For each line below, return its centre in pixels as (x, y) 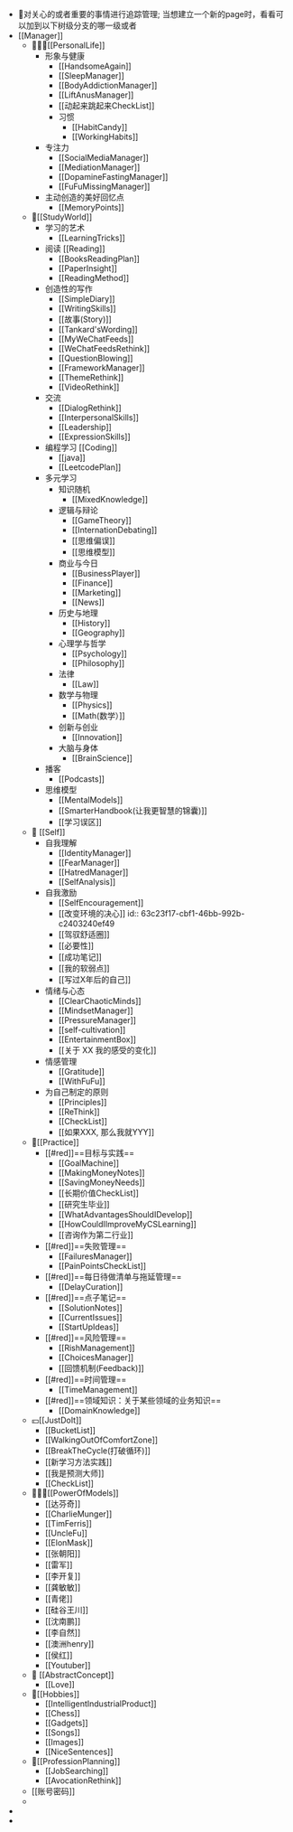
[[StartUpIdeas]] (89, 1327)
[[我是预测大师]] (74, 1473)
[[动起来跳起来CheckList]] (106, 106)
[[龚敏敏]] (63, 1587)
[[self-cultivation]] (92, 1030)
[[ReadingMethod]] (94, 278)
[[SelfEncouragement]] (101, 902)
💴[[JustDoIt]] (56, 1420)
